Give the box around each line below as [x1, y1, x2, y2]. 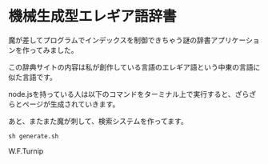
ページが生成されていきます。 [22, 99, 120, 109]
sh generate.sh [8, 132, 59, 140]
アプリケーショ [210, 35, 260, 45]
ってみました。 [29, 45, 78, 54]
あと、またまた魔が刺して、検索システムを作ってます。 [8, 116, 188, 126]
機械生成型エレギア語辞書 [8, 7, 178, 26]
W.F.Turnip [8, 146, 44, 156]
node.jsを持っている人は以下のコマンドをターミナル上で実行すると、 [8, 89, 235, 98]
